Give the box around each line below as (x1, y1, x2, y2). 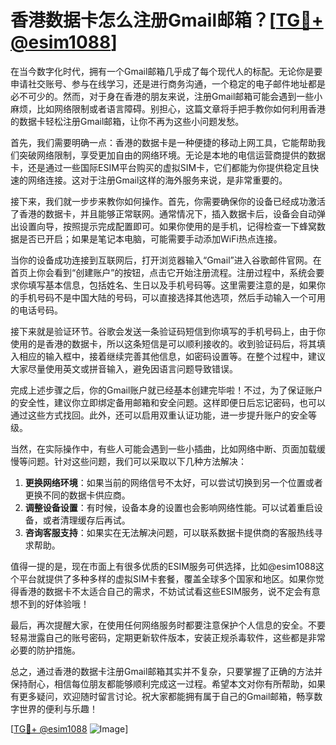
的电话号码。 (10, 304, 63, 316)
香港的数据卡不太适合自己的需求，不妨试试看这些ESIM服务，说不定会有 (18, 585, 312, 597)
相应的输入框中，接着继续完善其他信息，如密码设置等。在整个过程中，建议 (18, 350, 326, 362)
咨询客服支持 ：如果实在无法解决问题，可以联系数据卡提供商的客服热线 (24, 526, 315, 538)
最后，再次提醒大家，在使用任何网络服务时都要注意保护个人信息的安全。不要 (10, 619, 326, 631)
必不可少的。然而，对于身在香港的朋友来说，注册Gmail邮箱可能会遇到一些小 (10, 90, 323, 102)
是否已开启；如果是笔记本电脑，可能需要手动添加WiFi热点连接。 (18, 232, 283, 245)
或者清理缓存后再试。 (42, 514, 131, 526)
